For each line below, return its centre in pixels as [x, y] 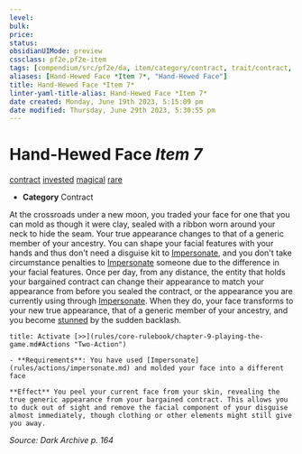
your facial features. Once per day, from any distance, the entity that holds [147, 273]
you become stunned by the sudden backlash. [96, 320]
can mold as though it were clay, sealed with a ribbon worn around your [142, 224]
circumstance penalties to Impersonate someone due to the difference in [144, 263]
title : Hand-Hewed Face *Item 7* [72, 85]
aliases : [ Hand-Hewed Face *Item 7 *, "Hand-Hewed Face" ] [119, 77]
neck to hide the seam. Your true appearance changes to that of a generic [146, 234]
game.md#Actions [40, 345]
